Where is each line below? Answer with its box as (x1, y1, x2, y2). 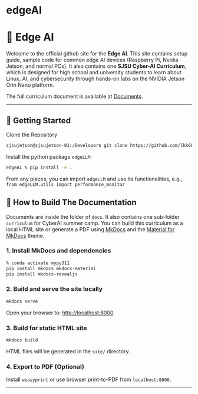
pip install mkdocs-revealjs (6, 271, 78, 277)
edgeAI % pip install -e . (6, 165, 72, 170)
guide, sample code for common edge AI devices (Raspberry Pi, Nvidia (6, 57, 179, 64)
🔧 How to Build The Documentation (6, 198, 137, 208)
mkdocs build (6, 337, 38, 343)
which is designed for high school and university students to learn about (6, 69, 181, 76)
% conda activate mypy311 (6, 260, 70, 266)
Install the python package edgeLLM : (6, 153, 93, 160)
